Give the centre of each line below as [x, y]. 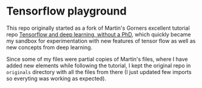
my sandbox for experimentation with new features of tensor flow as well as [101, 41]
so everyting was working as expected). [56, 78]
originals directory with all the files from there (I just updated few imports [99, 72]
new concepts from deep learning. [49, 47]
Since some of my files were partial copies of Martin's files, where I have [97, 59]
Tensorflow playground [66, 11]
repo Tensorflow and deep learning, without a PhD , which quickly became [99, 34]
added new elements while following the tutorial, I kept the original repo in [99, 66]
